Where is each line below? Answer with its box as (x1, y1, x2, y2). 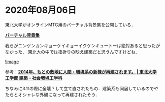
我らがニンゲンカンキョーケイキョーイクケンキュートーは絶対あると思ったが (5, 42, 161, 48)
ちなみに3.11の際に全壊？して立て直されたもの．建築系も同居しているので (5, 85, 154, 91)
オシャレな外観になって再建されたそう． (18, 92, 100, 98)
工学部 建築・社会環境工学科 (5, 75, 63, 81)
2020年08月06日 (5, 4, 77, 16)
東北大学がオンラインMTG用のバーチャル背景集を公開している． (5, 22, 136, 28)
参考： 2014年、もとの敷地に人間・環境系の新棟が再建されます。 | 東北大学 (5, 68, 157, 74)
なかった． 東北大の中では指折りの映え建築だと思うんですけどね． (5, 49, 140, 55)
